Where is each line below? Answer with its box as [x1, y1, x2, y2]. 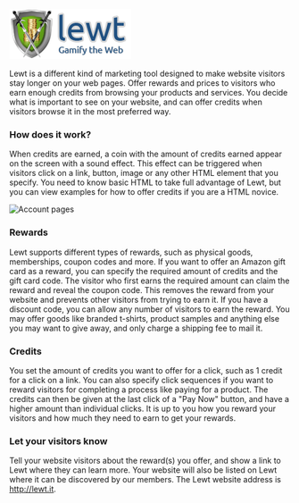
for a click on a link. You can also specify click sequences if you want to [9, 374, 274, 385]
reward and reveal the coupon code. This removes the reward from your [9, 284, 275, 295]
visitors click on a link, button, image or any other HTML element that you [9, 168, 279, 179]
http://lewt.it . [9, 483, 56, 495]
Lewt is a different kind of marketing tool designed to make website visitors [9, 68, 286, 79]
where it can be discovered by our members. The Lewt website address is [9, 474, 281, 485]
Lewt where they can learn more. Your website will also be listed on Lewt [9, 465, 278, 475]
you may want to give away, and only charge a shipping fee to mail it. [9, 323, 263, 333]
